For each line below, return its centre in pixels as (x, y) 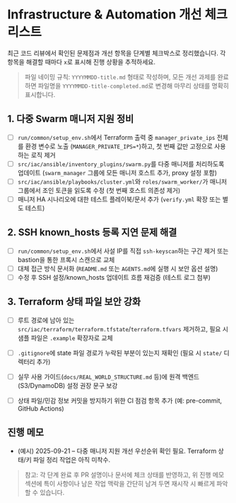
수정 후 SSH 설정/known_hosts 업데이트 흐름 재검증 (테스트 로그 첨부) (114, 277)
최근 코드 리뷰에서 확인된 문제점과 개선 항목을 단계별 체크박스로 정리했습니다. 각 (117, 53)
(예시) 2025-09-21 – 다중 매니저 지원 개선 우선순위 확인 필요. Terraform (117, 451)
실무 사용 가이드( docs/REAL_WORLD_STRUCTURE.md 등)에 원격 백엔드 (108, 377)
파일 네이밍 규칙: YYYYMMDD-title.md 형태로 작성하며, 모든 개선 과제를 (120, 77)
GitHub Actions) (41, 409)
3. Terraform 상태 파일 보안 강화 (74, 302)
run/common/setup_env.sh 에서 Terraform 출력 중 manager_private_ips (116, 137)
